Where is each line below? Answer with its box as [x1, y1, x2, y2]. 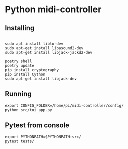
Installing [5, 24, 35, 32]
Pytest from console [5, 121, 70, 130]
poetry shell [5, 59, 32, 64]
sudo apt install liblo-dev [5, 41, 64, 46]
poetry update [5, 63, 35, 68]
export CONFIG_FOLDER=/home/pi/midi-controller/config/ [5, 103, 124, 108]
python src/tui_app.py [5, 107, 52, 112]
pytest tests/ [5, 139, 35, 144]
